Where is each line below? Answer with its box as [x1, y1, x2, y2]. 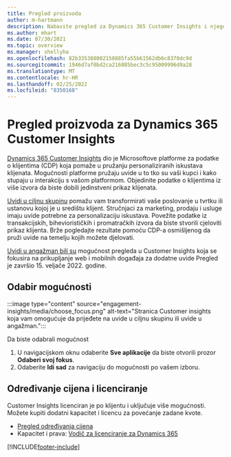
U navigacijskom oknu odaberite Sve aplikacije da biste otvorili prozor [16, 348, 217, 356]
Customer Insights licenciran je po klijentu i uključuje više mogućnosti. [7, 401, 206, 409]
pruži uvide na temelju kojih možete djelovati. [7, 234, 135, 242]
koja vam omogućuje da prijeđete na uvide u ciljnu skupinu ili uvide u [7, 314, 202, 323]
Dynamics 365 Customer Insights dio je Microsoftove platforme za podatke [7, 154, 219, 163]
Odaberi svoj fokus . [16, 356, 74, 364]
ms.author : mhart [7, 29, 57, 37]
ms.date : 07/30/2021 [7, 36, 67, 43]
